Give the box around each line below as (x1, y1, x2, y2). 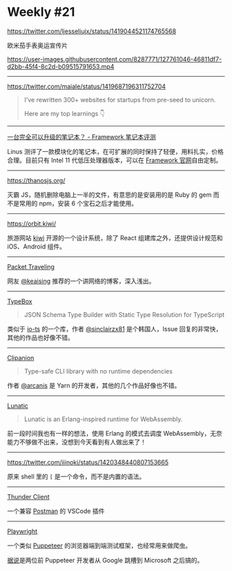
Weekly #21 (7, 4, 75, 20)
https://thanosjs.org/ (7, 176, 66, 184)
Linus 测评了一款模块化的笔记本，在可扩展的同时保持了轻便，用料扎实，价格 (7, 147, 224, 155)
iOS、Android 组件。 (7, 242, 66, 251)
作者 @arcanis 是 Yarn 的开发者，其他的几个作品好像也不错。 (7, 381, 181, 389)
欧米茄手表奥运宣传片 (7, 41, 68, 49)
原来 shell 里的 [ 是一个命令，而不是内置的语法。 (7, 472, 146, 481)
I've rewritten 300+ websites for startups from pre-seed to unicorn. (23, 95, 216, 104)
